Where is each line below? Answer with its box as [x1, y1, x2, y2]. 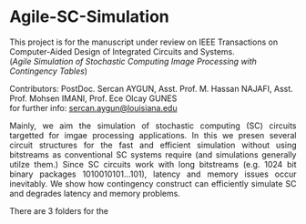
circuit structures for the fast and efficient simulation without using [9, 139, 297, 150]
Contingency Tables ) [9, 66, 88, 76]
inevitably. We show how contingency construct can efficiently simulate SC [9, 178, 297, 188]
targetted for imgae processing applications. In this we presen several [9, 129, 297, 140]
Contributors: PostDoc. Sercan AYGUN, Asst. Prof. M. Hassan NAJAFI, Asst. [9, 83, 293, 94]
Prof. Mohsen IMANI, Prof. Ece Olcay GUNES [9, 93, 178, 104]
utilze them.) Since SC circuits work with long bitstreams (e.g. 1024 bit [9, 158, 297, 169]
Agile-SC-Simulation [9, 6, 170, 27]
